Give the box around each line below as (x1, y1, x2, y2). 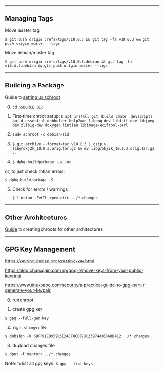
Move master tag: (5, 27, 41, 33)
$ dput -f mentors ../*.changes (5, 352, 71, 357)
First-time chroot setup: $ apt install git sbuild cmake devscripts (12, 113, 153, 119)
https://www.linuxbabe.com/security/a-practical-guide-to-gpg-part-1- (5, 282, 146, 288)
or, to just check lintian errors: (5, 168, 65, 174)
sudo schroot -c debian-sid (12, 132, 69, 137)
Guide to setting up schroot (5, 94, 60, 100)
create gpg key (12, 306, 43, 312)
